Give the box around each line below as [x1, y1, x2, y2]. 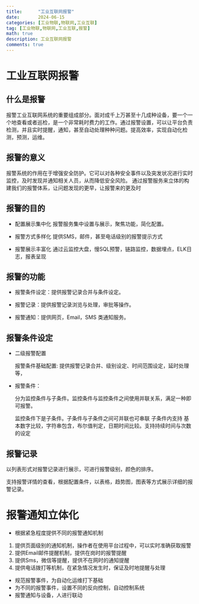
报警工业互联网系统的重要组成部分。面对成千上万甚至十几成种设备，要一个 [6, 111, 188, 119]
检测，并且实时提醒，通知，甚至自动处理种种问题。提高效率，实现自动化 [6, 126, 182, 133]
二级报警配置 [14, 350, 46, 357]
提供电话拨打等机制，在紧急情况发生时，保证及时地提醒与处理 [14, 564, 166, 571]
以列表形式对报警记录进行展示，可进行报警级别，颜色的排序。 [6, 465, 157, 472]
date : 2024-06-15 [6, 14, 65, 20]
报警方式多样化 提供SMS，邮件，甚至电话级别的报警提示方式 [14, 232, 163, 240]
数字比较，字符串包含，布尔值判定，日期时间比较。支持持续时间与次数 [20, 422, 191, 430]
